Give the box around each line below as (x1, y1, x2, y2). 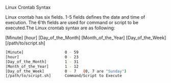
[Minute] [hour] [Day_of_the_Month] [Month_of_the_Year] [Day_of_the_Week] (5, 35, 166, 40)
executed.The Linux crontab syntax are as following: (5, 25, 115, 31)
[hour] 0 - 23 (5, 54, 79, 60)
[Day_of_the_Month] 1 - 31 (5, 59, 79, 64)
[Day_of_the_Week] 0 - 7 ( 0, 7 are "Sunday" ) (5, 68, 127, 74)
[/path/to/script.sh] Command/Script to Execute (5, 73, 123, 78)
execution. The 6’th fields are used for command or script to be (5, 20, 139, 25)
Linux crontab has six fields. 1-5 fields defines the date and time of (5, 14, 145, 20)
